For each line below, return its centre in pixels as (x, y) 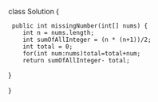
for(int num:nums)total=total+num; (82, 54)
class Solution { (34, 11)
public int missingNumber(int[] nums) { (80, 26)
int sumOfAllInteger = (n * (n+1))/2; (87, 40)
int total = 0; (48, 47)
